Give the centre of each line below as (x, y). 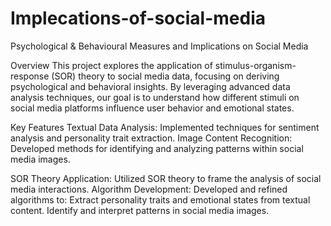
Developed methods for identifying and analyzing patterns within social (157, 148)
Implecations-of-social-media (138, 18)
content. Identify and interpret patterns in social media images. (140, 210)
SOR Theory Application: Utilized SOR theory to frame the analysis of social (166, 178)
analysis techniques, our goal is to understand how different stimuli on (155, 97)
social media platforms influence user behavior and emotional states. (152, 108)
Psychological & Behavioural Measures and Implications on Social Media (159, 46)
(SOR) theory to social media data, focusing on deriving (165, 76)
